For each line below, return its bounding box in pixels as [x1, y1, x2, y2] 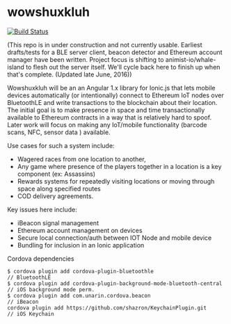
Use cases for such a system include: [7, 141, 115, 149]
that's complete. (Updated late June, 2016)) [7, 70, 132, 79]
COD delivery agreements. [17, 192, 94, 200]
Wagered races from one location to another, [17, 154, 146, 163]
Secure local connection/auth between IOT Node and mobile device [17, 234, 212, 242]
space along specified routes [17, 184, 101, 193]
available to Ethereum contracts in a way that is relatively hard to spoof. [7, 113, 212, 122]
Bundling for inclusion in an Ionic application [17, 241, 145, 249]
